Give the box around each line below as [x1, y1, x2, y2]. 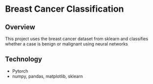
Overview [5, 23, 36, 31]
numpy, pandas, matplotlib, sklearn [12, 73, 83, 79]
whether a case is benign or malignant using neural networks [5, 41, 128, 47]
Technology [5, 55, 43, 63]
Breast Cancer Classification [5, 3, 124, 15]
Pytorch [12, 68, 28, 74]
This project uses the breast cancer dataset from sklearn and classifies [5, 36, 148, 42]
